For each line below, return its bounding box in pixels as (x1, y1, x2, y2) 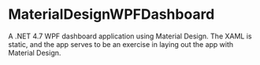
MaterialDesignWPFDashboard (8, 5, 215, 23)
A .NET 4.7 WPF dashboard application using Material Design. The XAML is (8, 31, 252, 41)
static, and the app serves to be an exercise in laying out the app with (8, 39, 234, 49)
